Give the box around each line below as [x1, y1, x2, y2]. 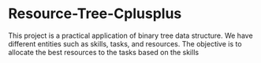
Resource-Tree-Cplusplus [8, 5, 182, 23]
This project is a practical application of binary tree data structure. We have [8, 31, 254, 40]
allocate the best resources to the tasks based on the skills [8, 47, 199, 57]
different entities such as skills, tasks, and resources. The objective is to [8, 39, 242, 48]
